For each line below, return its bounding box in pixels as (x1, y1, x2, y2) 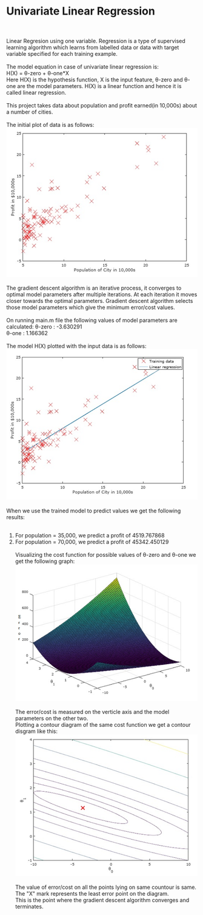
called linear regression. (6, 89, 67, 96)
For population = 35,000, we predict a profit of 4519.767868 (15, 531, 165, 539)
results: (6, 513, 25, 520)
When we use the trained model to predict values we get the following (6, 507, 181, 514)
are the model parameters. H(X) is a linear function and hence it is (17, 82, 182, 89)
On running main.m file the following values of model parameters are (6, 317, 178, 324)
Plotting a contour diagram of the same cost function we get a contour (15, 721, 191, 729)
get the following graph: (15, 557, 75, 565)
